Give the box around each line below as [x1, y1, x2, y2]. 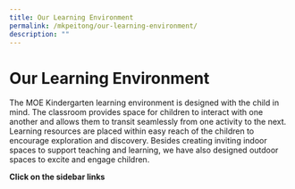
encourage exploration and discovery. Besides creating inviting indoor [9, 136, 267, 146]
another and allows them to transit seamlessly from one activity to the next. [9, 117, 287, 127]
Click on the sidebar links [9, 171, 105, 183]
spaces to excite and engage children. [9, 154, 150, 165]
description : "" [9, 29, 70, 38]
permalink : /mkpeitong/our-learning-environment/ [9, 21, 198, 30]
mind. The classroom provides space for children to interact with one [9, 107, 264, 118]
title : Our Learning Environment [9, 12, 134, 22]
